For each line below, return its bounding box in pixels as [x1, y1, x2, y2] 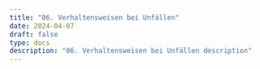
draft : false [9, 30, 59, 39]
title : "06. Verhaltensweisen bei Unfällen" [9, 13, 180, 22]
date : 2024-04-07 [9, 22, 75, 30]
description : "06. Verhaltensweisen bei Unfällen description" [9, 47, 253, 56]
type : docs [9, 38, 51, 47]
